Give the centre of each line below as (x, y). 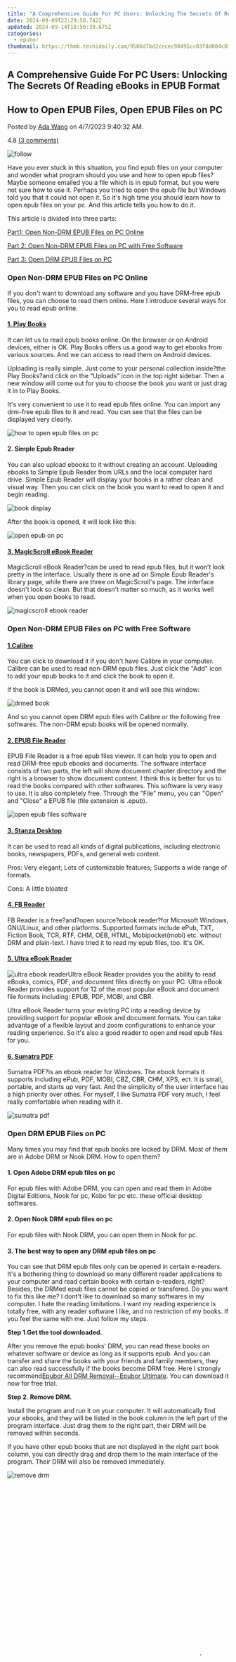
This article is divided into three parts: (62, 219)
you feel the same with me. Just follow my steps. (78, 1319)
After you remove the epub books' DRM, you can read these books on (109, 1346)
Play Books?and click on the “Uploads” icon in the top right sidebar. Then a (116, 375)
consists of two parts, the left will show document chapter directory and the (117, 771)
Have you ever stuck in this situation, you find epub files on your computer (115, 168)
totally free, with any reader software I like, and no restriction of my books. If (118, 1311)
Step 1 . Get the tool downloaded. (55, 1332)
